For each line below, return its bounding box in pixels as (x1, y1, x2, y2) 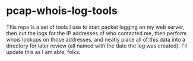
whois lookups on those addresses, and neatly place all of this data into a (6, 36, 186, 43)
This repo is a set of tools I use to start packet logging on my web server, (6, 23, 185, 30)
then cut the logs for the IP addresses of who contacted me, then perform (6, 29, 187, 36)
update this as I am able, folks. (6, 48, 81, 55)
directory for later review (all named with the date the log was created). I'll (6, 42, 187, 49)
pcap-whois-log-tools (6, 4, 118, 18)
